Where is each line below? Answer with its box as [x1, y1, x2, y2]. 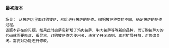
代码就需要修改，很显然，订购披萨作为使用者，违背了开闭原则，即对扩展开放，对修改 [5, 33, 156, 38]
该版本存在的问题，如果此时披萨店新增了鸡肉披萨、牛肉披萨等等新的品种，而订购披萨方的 [5, 28, 164, 33]
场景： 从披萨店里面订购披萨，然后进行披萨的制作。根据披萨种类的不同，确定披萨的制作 [5, 17, 162, 22]
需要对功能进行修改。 [12, 38, 51, 44]
